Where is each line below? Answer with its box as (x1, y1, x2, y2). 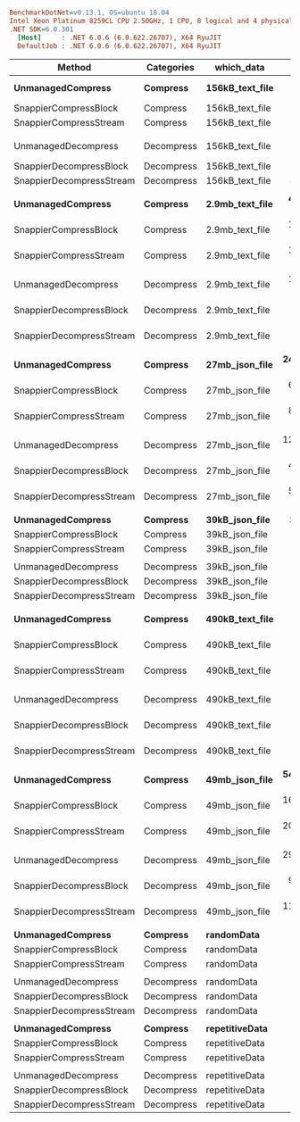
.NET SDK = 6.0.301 (9, 24, 74, 34)
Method (57, 62, 92, 74)
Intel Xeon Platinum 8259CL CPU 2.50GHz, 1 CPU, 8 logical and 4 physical (9, 16, 294, 25)
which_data (214, 62, 265, 74)
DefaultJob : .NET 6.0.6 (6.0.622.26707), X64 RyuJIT (17, 41, 221, 50)
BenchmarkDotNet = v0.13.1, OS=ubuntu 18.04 (9, 8, 170, 17)
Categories (146, 62, 195, 74)
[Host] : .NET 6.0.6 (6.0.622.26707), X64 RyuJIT (17, 33, 221, 42)
